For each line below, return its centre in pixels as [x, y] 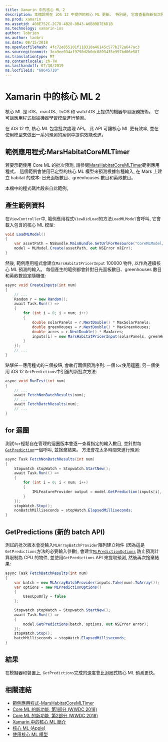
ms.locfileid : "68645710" [32, 71]
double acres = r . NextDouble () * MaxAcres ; [78, 332]
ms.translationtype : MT [30, 56]
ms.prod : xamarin [23, 19]
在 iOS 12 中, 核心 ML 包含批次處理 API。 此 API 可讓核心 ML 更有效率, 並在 [82, 128]
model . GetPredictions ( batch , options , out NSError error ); [86, 624]
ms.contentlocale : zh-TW [31, 61]
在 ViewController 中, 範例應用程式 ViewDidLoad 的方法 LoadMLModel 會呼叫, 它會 [83, 218]
